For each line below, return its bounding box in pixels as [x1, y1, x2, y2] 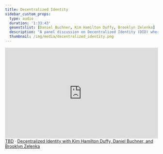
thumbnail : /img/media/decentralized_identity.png [9, 34, 114, 39]
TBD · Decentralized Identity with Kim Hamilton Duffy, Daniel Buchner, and [5, 138, 154, 144]
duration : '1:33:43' [9, 20, 51, 26]
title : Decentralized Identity [5, 7, 68, 12]
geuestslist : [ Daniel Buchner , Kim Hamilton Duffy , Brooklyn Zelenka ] [9, 25, 155, 30]
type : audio [9, 16, 34, 21]
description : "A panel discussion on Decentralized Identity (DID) [9, 30, 149, 34]
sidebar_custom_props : [5, 12, 51, 16]
